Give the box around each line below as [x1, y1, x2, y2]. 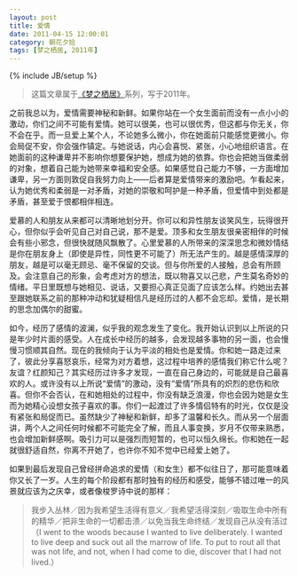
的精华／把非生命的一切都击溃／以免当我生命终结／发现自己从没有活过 [30, 516, 288, 526]
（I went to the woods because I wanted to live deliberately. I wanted [30, 527, 283, 538]
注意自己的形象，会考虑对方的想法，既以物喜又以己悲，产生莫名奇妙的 [32, 271, 289, 281]
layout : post [9, 12, 58, 22]
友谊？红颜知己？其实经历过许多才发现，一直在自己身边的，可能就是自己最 [9, 367, 281, 378]
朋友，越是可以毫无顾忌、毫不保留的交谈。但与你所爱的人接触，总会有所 [9, 259, 273, 271]
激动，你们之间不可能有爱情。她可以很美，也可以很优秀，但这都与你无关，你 [9, 119, 289, 130]
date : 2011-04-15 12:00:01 [9, 29, 109, 38]
